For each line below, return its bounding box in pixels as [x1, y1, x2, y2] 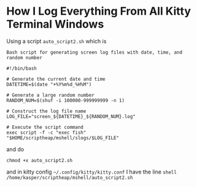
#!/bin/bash [6, 65, 37, 71]
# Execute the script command [6, 124, 84, 130]
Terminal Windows [6, 17, 104, 31]
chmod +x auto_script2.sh [6, 157, 72, 163]
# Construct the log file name [6, 108, 87, 114]
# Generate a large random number [6, 92, 95, 98]
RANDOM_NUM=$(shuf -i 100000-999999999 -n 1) [6, 97, 125, 103]
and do [6, 145, 25, 153]
